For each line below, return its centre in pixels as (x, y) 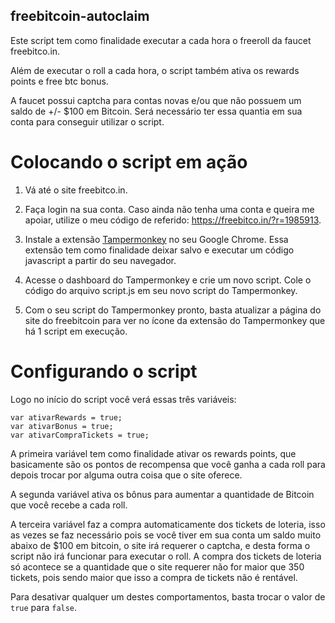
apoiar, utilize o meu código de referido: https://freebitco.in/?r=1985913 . (173, 220)
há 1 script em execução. (76, 331)
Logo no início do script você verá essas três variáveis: (123, 399)
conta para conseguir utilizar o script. (87, 121)
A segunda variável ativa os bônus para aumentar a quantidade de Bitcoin (162, 494)
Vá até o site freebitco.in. (76, 190)
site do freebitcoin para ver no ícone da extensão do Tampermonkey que (175, 320)
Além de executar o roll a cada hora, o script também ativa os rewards (155, 70)
